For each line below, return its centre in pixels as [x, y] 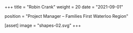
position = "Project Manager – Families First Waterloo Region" [66, 16]
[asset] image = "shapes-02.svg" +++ [43, 25]
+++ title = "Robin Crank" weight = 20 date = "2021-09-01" [64, 7]
